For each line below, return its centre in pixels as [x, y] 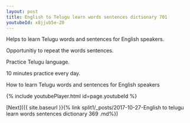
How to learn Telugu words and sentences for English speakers [83, 85]
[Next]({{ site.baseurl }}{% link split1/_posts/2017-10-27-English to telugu [95, 108]
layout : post [22, 11]
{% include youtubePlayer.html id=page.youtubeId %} [72, 96]
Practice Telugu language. [38, 62]
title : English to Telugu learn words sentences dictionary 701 [87, 17]
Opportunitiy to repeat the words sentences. [60, 51]
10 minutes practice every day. [43, 74]
